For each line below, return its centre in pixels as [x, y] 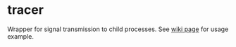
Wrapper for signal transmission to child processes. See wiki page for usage [118, 29]
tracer [26, 10]
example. [20, 36]
